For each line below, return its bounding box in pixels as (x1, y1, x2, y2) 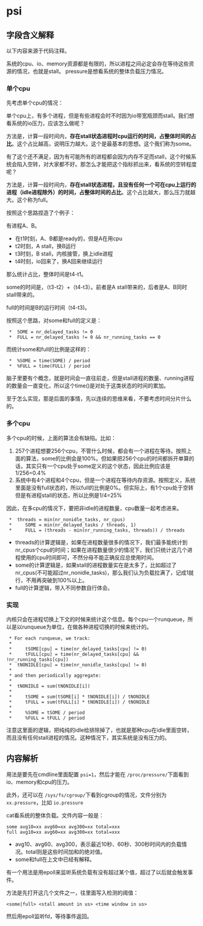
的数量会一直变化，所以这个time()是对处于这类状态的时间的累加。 (6, 382, 169, 390)
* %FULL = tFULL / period (8, 715, 85, 721)
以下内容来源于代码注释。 (6, 47, 70, 54)
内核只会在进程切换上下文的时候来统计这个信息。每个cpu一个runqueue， (6, 615, 188, 623)
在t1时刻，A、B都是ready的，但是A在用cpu (14, 235, 123, 242)
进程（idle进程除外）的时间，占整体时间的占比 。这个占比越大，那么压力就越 (6, 189, 196, 196)
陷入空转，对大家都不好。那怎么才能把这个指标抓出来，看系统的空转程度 (16, 161, 197, 168)
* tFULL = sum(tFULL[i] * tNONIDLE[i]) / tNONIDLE (8, 699, 150, 705)
